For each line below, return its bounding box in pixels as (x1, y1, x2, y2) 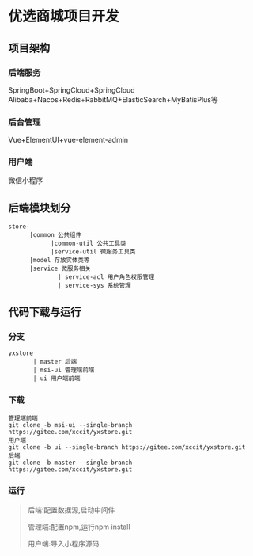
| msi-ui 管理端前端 (32, 366, 95, 374)
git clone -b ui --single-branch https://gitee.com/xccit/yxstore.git (8, 444, 246, 451)
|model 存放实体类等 (28, 257, 90, 265)
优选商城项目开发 (8, 7, 120, 25)
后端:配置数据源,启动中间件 (27, 505, 115, 515)
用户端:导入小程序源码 (27, 539, 100, 548)
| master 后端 (32, 357, 77, 365)
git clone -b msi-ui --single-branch (8, 421, 133, 429)
